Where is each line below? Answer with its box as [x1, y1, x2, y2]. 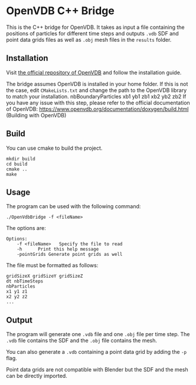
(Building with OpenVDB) [6, 111, 67, 119]
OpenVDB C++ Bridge [6, 4, 115, 18]
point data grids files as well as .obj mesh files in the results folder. [6, 36, 172, 43]
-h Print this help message [17, 246, 99, 252]
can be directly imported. [6, 373, 68, 380]
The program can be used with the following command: [6, 203, 141, 210]
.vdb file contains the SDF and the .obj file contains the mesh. [6, 337, 158, 344]
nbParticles [6, 284, 35, 289]
